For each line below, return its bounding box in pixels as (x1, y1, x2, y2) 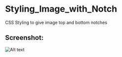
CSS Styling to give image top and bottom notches (5, 19, 107, 25)
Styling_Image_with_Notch (5, 3, 117, 15)
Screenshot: (5, 34, 44, 42)
